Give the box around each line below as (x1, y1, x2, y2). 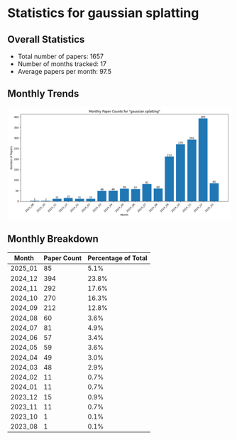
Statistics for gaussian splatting (7, 5, 199, 21)
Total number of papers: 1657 (17, 52, 104, 60)
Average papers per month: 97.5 (17, 68, 112, 75)
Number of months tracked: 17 (17, 60, 106, 68)
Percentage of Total (87, 254, 148, 262)
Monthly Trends (7, 87, 79, 100)
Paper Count (43, 254, 82, 262)
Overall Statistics (7, 33, 85, 45)
